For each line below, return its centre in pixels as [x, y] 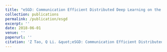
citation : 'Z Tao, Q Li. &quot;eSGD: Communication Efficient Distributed [84, 42]
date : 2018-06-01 [23, 28]
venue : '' [15, 33]
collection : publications [32, 14]
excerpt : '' [17, 24]
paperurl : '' [19, 38]
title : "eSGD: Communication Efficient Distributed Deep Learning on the [83, 10]
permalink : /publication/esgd [37, 19]
